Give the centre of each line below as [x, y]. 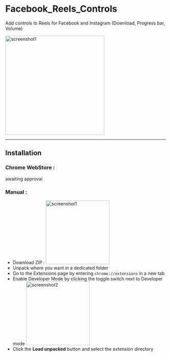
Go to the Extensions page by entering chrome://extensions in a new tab [89, 273]
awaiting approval [24, 179]
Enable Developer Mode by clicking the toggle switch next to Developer [88, 278]
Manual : [16, 192]
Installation [23, 153]
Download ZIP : [28, 262]
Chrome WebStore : [30, 168]
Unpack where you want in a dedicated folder [60, 268]
